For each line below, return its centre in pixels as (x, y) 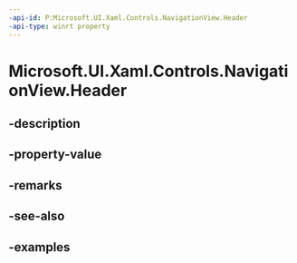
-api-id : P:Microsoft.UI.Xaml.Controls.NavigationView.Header (128, 18)
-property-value (55, 155)
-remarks (35, 185)
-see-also (37, 216)
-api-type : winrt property (59, 26)
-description (44, 124)
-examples (39, 247)
